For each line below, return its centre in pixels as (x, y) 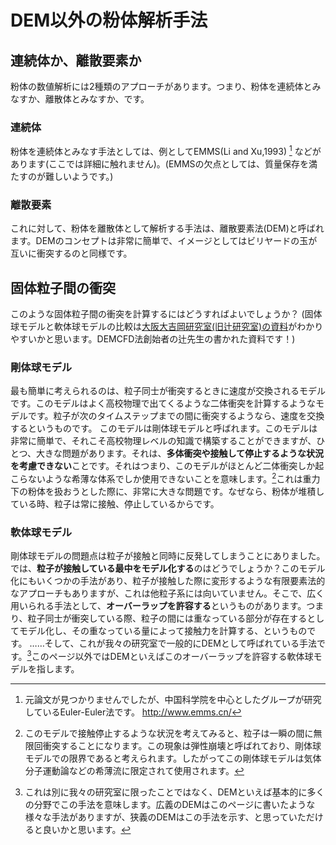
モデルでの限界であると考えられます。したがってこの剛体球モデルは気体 (173, 758)
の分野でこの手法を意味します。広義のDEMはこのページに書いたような (170, 804)
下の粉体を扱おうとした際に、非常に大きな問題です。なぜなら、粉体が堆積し (167, 492)
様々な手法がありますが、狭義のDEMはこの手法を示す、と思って (156, 817)
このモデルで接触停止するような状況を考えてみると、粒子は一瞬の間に (169, 733)
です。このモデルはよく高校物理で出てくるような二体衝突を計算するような (163, 403)
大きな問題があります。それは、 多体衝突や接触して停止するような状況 (180, 453)
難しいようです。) (79, 176)
